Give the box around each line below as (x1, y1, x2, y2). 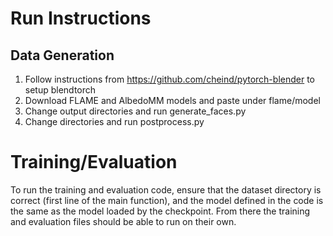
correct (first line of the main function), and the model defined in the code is (10, 194, 324, 206)
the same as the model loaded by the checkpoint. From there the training (10, 205, 311, 217)
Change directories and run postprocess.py (24, 116, 205, 127)
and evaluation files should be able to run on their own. (10, 215, 237, 227)
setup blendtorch (24, 84, 97, 96)
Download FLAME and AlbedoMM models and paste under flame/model (24, 95, 321, 106)
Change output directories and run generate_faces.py (24, 105, 247, 117)
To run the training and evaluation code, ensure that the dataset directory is (10, 183, 322, 196)
